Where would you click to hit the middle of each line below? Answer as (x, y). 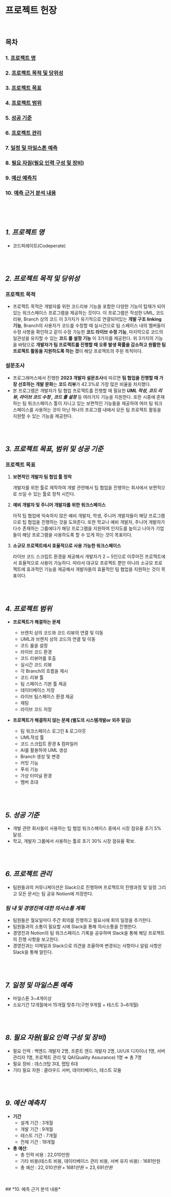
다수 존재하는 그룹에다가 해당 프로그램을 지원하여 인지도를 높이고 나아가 (83, 528)
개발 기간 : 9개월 (37, 1129)
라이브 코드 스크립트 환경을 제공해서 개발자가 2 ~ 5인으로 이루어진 (78, 556)
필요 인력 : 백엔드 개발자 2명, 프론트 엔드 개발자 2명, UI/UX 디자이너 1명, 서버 (89, 1051)
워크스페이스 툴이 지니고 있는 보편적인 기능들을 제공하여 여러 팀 (90, 403)
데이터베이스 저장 (38, 690)
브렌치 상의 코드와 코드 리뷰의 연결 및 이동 (62, 633)
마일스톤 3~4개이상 (32, 998)
